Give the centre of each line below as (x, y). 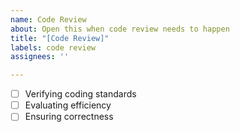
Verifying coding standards (80, 94)
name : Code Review (48, 19)
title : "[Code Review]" (60, 38)
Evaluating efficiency (68, 105)
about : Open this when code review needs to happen (120, 29)
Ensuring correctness (69, 117)
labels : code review (53, 47)
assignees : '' (40, 57)
